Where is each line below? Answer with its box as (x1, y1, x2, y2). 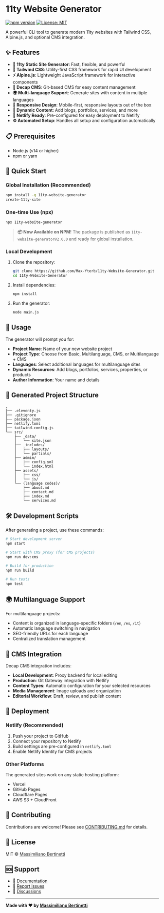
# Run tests (5, 577, 30, 581)
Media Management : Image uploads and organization (12, 688, 121, 694)
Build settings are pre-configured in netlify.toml (12, 743, 111, 749)
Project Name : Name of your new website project (12, 346, 112, 352)
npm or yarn (12, 153, 37, 159)
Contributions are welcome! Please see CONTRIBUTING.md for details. (5, 824, 148, 830)
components (12, 79, 38, 85)
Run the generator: (12, 300, 51, 306)
